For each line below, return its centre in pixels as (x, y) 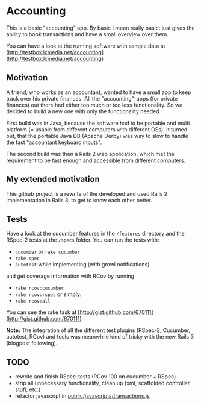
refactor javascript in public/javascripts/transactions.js (82, 396)
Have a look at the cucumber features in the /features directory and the (95, 234)
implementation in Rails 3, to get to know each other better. (79, 200)
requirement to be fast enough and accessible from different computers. (96, 160)
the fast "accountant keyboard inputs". (54, 142)
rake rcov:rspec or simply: (48, 294)
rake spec (27, 259)
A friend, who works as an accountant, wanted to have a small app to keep (99, 92)
